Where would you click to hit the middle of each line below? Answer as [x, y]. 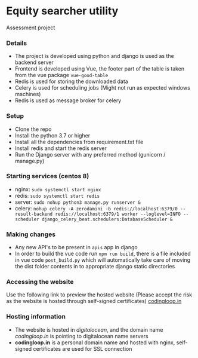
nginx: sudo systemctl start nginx [58, 189]
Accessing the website [40, 282]
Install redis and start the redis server [61, 148]
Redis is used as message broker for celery [68, 100]
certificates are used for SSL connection [83, 348]
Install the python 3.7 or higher [52, 135]
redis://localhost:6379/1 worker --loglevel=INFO [118, 214]
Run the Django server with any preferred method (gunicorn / [90, 154]
